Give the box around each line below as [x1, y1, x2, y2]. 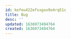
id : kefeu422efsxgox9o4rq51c [5, 7, 66, 13]
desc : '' [5, 17, 24, 22]
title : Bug [5, 12, 28, 17]
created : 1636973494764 [5, 26, 55, 31]
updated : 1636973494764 [5, 21, 55, 27]
